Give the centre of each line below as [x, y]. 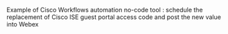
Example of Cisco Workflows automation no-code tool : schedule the [105, 10]
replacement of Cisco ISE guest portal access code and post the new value [114, 17]
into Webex [23, 24]
